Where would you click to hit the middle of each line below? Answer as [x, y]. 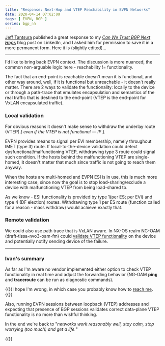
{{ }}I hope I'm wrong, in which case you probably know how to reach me [79, 289]
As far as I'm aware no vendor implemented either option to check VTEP [78, 269]
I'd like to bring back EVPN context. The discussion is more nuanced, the [79, 62]
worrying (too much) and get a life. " [41, 329]
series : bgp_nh [21, 23]
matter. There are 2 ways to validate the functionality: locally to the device [80, 87]
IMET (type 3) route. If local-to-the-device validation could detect [71, 146]
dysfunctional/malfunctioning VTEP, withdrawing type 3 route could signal [80, 152]
